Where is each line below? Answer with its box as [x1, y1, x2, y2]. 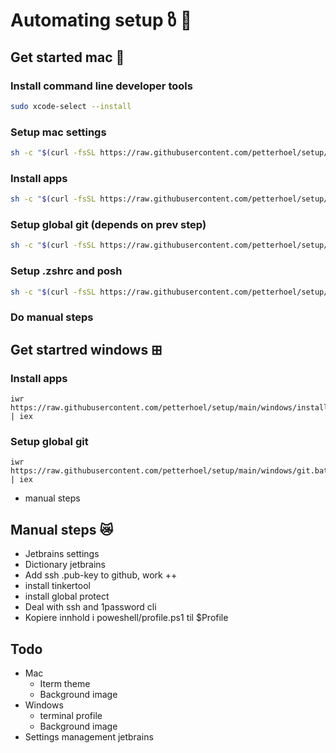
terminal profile [39, 709, 103, 721]
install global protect [24, 590, 110, 603]
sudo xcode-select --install [10, 101, 132, 111]
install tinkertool [24, 580, 91, 592]
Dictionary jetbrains [24, 559, 106, 571]
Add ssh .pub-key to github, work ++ [24, 569, 178, 581]
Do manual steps [10, 310, 94, 324]
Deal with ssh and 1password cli [24, 601, 157, 613]
